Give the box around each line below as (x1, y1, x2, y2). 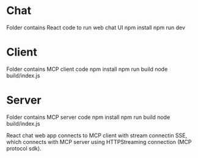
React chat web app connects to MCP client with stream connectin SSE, (6, 132, 188, 139)
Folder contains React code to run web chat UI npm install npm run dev (6, 24, 185, 31)
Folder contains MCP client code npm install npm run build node (6, 65, 168, 73)
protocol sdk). (6, 145, 42, 152)
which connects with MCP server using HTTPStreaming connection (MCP (6, 138, 192, 145)
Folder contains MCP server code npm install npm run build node (6, 113, 170, 121)
